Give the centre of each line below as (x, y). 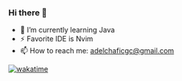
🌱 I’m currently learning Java (67, 30)
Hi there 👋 (28, 13)
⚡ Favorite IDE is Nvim (57, 39)
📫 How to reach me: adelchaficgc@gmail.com (97, 51)
